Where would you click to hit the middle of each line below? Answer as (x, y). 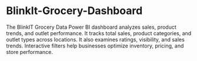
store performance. (29, 52)
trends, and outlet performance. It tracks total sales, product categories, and (99, 33)
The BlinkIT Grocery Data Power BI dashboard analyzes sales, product (91, 27)
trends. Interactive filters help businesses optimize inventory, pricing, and (95, 46)
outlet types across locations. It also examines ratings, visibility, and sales (96, 39)
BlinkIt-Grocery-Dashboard (74, 11)
